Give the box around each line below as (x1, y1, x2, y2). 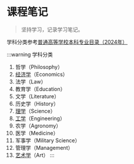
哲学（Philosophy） (15, 63, 63, 71)
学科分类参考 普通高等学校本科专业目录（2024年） (6, 38, 128, 45)
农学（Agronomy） (15, 122, 62, 129)
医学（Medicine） (15, 129, 59, 136)
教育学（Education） (15, 85, 66, 92)
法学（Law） (15, 78, 46, 85)
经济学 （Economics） (15, 71, 68, 78)
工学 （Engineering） (15, 115, 65, 122)
